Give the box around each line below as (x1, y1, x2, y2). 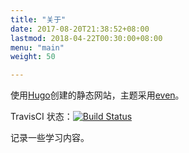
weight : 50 (10, 52, 56, 62)
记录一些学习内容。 (10, 132, 90, 144)
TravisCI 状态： (10, 111, 73, 123)
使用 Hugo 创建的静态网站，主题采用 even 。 (10, 89, 185, 101)
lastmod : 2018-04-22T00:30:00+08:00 (10, 33, 163, 43)
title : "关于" (10, 14, 67, 25)
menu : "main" (10, 42, 65, 53)
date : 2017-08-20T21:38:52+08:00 (10, 24, 150, 34)
